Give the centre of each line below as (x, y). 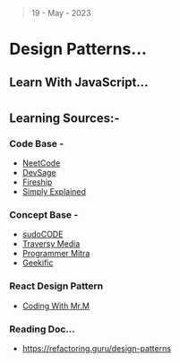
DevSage (39, 173)
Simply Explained (54, 192)
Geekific (38, 263)
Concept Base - (44, 214)
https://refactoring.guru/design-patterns (97, 348)
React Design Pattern (56, 286)
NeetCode (41, 163)
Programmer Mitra (56, 254)
